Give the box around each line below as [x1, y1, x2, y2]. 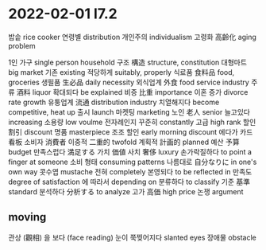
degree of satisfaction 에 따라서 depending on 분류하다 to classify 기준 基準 [8, 177, 250, 186]
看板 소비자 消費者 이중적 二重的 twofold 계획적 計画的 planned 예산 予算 [8, 137, 240, 146]
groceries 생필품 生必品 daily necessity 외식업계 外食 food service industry [8, 77, 250, 87]
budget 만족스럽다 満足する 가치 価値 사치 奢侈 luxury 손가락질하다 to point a [8, 146, 253, 156]
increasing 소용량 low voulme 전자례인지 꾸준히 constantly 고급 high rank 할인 [8, 117, 256, 127]
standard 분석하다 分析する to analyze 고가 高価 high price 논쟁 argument [8, 186, 244, 196]
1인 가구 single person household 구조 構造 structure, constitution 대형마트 [8, 57, 248, 67]
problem [8, 41, 36, 50]
